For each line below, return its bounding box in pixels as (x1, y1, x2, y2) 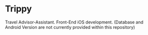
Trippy (5, 3, 32, 14)
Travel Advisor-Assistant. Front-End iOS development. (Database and (5, 19, 144, 25)
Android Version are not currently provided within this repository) (5, 24, 135, 30)
